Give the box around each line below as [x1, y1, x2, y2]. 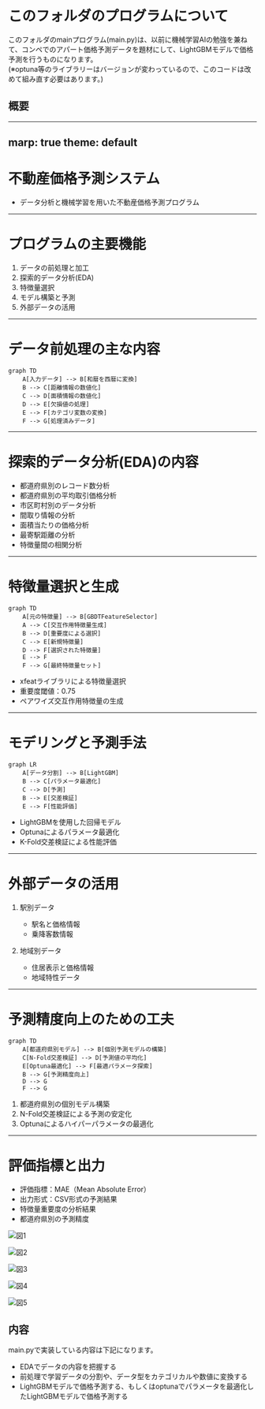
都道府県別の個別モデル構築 [19, 1099, 110, 1109]
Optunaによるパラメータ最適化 [19, 827, 120, 837]
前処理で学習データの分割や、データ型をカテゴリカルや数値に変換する [19, 1372, 248, 1381]
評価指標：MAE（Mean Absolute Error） [19, 1184, 151, 1194]
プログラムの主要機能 [8, 236, 147, 253]
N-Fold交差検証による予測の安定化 [19, 1109, 132, 1118]
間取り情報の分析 [19, 510, 76, 520]
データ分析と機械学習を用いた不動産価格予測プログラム [19, 198, 200, 207]
